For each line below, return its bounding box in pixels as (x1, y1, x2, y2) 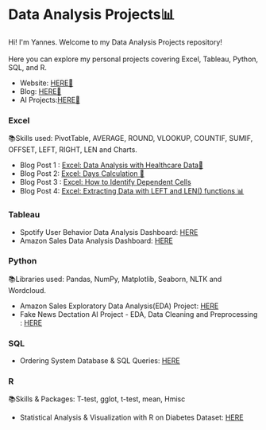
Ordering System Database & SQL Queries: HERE (19, 356, 180, 365)
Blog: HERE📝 (19, 86, 62, 96)
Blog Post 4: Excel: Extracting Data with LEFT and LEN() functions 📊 (19, 186, 245, 196)
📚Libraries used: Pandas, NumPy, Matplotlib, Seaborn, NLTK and (8, 274, 222, 283)
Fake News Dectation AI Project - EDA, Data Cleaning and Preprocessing (19, 309, 258, 319)
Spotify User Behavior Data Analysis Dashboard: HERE (19, 227, 199, 236)
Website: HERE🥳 (19, 78, 74, 88)
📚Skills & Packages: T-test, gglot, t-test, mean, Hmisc (8, 394, 186, 404)
